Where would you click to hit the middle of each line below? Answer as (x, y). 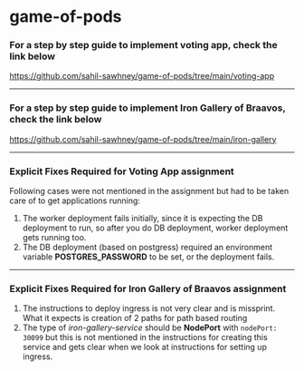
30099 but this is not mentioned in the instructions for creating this (145, 337)
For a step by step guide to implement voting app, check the (143, 45)
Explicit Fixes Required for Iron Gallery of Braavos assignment (148, 289)
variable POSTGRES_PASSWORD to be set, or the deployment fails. (148, 257)
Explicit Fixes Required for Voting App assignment (122, 171)
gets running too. (54, 238)
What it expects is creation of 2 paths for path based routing (135, 318)
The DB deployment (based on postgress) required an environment (147, 248)
